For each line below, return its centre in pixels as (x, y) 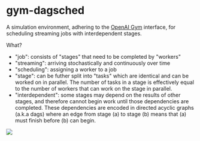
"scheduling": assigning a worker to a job (66, 69)
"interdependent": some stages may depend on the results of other (98, 95)
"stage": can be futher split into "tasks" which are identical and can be (102, 76)
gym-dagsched (46, 10)
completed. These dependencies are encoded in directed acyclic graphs (104, 107)
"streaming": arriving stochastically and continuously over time (93, 63)
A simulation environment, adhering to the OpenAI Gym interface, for (91, 27)
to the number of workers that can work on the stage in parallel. (93, 88)
